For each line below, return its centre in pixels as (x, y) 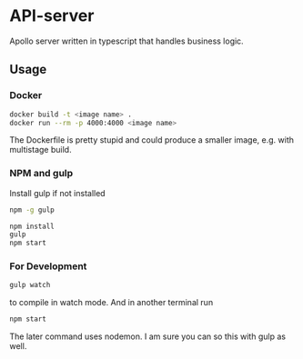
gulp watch (30, 285)
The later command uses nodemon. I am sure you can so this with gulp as (148, 336)
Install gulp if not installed (58, 193)
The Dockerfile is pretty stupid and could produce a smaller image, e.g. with (151, 140)
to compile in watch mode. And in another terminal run (111, 303)
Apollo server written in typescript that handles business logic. (126, 41)
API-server (52, 16)
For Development (48, 266)
